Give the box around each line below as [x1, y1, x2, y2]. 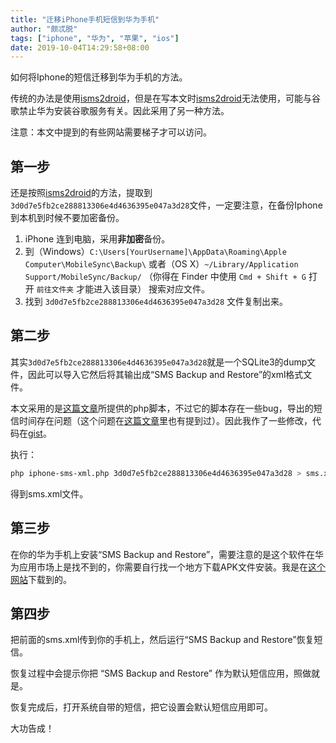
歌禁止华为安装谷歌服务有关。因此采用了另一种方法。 [10, 105, 230, 117]
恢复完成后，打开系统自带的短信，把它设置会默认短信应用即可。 [10, 701, 273, 713]
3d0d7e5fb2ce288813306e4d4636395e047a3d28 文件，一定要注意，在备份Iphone [10, 199, 323, 211]
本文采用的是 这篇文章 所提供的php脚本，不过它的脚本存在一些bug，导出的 [10, 402, 314, 414]
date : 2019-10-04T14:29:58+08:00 [10, 42, 150, 53]
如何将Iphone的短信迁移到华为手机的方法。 [10, 71, 188, 83]
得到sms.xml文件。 [10, 487, 89, 500]
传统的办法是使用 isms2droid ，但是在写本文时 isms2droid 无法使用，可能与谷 [10, 92, 321, 105]
